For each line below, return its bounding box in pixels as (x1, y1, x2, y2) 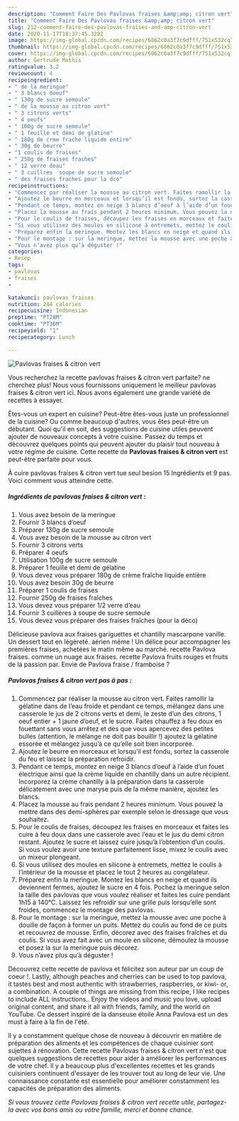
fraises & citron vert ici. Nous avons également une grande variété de (8, 388, 211, 396)
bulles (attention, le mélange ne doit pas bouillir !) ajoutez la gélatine (18, 732, 218, 740)
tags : (8, 261, 24, 269)
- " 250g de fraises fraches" (8, 156, 98, 163)
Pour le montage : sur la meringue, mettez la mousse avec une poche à (18, 913, 226, 921)
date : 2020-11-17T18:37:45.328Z (8, 30, 104, 38)
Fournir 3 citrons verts (18, 541, 84, 549)
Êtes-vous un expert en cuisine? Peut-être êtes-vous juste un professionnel (8, 409, 229, 418)
